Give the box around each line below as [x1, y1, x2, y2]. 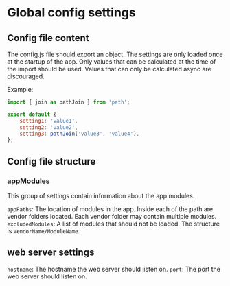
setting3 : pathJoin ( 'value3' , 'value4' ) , [19, 130, 139, 137]
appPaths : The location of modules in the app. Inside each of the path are [7, 204, 214, 213]
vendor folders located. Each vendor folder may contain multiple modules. [7, 212, 217, 220]
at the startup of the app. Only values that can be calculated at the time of [7, 58, 216, 66]
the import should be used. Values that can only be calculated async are [7, 65, 211, 73]
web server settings [7, 247, 95, 259]
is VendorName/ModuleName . [7, 226, 80, 235]
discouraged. [7, 72, 45, 80]
